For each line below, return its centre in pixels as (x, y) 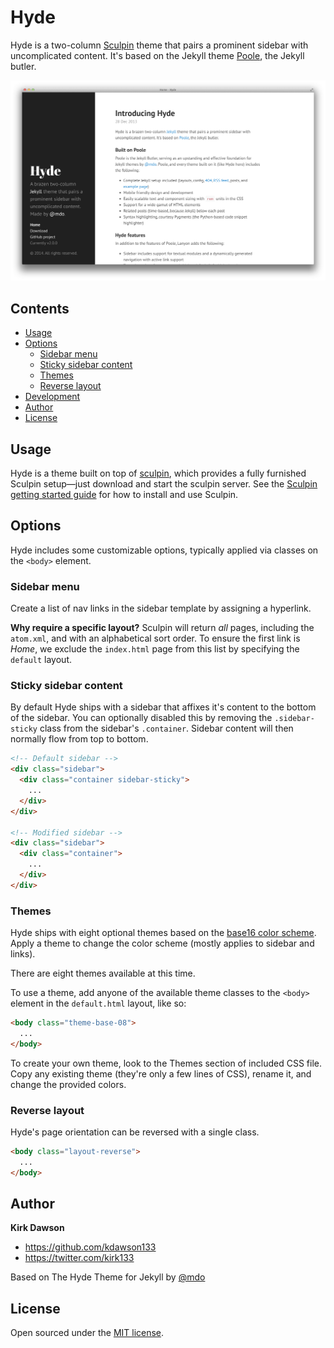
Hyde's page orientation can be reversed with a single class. (135, 1132)
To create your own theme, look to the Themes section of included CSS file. (166, 1063)
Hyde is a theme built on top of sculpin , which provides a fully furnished (158, 473)
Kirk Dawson (37, 1228)
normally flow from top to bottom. (79, 739)
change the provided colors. (68, 1084)
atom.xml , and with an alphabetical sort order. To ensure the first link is (155, 638)
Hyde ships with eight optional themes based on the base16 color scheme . (163, 933)
